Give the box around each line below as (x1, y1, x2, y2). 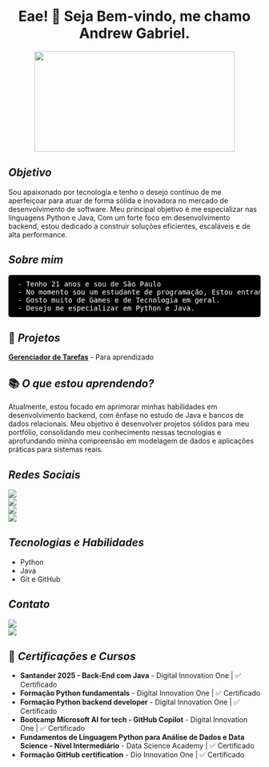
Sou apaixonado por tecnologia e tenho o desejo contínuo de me (8, 187, 222, 197)
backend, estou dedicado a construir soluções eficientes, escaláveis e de (8, 221, 251, 231)
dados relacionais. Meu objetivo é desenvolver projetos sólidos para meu (8, 419, 250, 428)
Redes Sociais (8, 468, 81, 481)
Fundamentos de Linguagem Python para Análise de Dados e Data (19, 733, 245, 742)
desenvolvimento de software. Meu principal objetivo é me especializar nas (8, 204, 258, 213)
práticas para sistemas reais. (8, 444, 103, 454)
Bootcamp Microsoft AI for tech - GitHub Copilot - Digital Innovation (19, 715, 248, 724)
